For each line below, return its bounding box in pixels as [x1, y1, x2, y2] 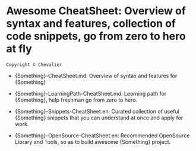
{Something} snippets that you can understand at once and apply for [14, 114, 184, 121]
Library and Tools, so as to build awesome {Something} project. [14, 138, 171, 145]
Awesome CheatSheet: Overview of [6, 4, 186, 18]
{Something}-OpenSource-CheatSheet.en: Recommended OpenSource [14, 132, 190, 139]
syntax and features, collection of [6, 17, 176, 30]
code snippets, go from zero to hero [6, 30, 186, 43]
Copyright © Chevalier [6, 61, 62, 68]
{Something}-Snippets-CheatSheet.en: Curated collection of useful [14, 108, 180, 115]
